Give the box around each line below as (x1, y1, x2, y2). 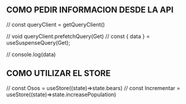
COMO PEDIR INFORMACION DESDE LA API (6, 5, 174, 15)
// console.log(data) (6, 51, 56, 58)
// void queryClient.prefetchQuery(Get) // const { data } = (6, 33, 151, 40)
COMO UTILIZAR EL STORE (6, 68, 111, 79)
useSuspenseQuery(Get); (6, 39, 71, 46)
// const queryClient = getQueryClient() (6, 21, 106, 28)
